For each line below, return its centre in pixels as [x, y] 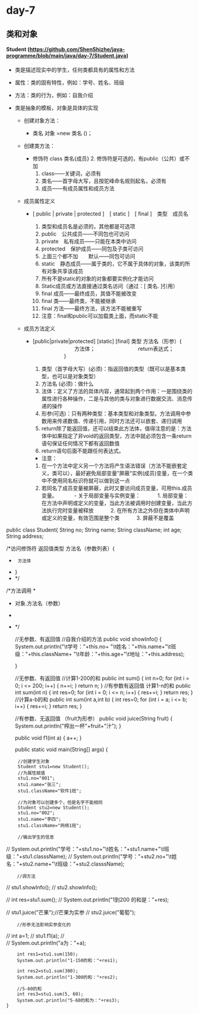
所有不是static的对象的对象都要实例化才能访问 [98, 279]
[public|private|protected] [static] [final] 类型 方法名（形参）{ [107, 341]
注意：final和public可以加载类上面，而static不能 [100, 316]
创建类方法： [39, 146]
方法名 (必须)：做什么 [67, 384]
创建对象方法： [42, 120]
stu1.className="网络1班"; [50, 826]
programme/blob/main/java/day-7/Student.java [66, 56]
